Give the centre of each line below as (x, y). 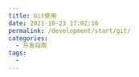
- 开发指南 (31, 46)
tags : (17, 53)
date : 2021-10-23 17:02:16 (53, 23)
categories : (28, 38)
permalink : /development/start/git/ (69, 30)
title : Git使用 (33, 16)
